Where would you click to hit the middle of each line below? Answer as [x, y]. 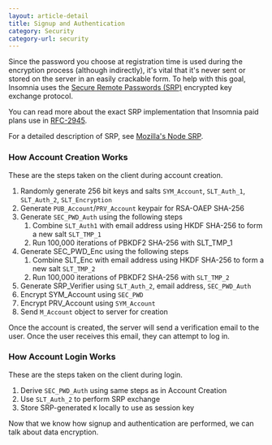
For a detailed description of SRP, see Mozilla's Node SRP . [106, 136]
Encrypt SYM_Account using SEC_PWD [82, 294]
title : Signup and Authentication [67, 24]
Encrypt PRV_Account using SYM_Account [88, 303]
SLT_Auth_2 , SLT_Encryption [66, 199]
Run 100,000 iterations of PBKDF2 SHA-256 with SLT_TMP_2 [131, 277]
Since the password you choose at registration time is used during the [126, 62]
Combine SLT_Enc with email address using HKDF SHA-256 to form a [148, 260]
